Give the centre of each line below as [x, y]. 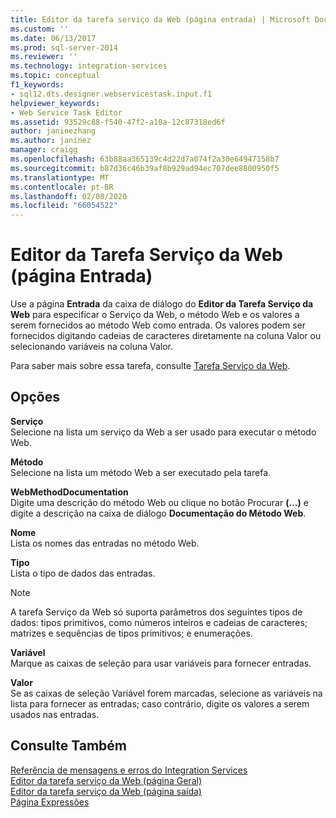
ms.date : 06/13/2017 [53, 38]
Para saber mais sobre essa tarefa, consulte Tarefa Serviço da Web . [150, 366]
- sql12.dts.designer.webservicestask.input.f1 [111, 94]
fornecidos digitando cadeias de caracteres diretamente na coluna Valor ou [166, 336]
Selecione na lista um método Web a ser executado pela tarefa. [141, 472]
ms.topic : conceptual [55, 76]
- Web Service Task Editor [66, 112]
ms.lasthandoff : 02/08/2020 [69, 196]
